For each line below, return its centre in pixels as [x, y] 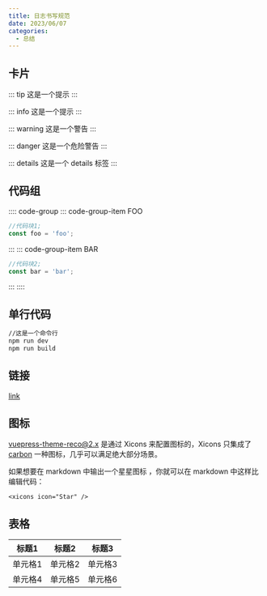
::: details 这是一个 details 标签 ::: [63, 164]
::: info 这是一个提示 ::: [45, 112]
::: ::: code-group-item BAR [53, 249]
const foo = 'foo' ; [41, 233]
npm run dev [28, 341]
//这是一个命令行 [33, 334]
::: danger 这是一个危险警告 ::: [58, 146]
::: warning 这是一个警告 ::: [53, 129]
